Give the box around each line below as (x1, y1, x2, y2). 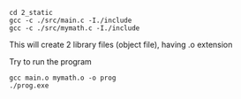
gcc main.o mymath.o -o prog (9, 73, 117, 82)
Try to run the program (9, 57, 93, 66)
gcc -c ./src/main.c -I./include (9, 16, 132, 25)
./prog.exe (9, 81, 49, 90)
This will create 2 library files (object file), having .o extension (9, 40, 233, 49)
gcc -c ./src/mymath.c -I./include (9, 24, 140, 33)
